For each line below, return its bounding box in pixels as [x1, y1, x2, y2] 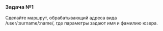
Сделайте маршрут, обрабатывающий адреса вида [5, 15, 117, 21]
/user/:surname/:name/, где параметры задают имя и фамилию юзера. [5, 20, 158, 26]
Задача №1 [5, 3, 34, 10]
